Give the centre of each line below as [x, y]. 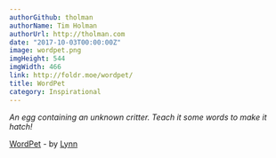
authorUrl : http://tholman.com [67, 34]
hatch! [21, 126]
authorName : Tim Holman [53, 26]
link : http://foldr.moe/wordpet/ [71, 75]
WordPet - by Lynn [44, 144]
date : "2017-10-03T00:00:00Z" [65, 42]
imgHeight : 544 [37, 59]
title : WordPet [37, 83]
